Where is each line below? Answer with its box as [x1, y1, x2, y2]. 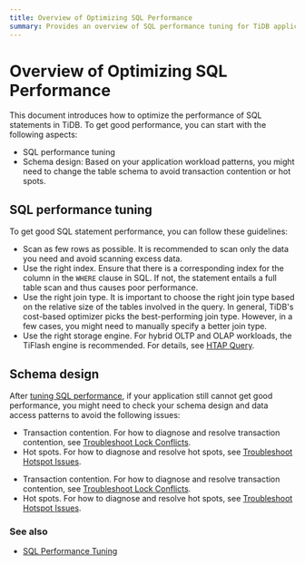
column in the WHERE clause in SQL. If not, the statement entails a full [22, 273, 277, 284]
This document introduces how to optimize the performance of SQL [9, 110, 262, 121]
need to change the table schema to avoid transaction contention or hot [22, 166, 291, 177]
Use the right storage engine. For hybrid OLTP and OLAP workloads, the [22, 330, 292, 341]
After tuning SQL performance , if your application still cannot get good [9, 391, 273, 402]
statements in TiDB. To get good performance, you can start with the [9, 120, 267, 131]
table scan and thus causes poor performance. [22, 282, 199, 293]
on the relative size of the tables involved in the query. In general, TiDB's [22, 301, 294, 313]
